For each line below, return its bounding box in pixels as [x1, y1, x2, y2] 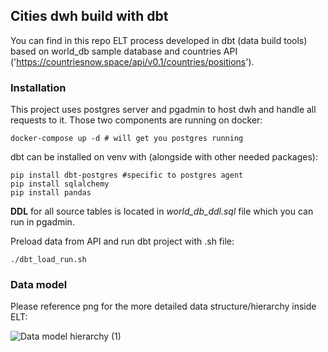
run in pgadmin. [10, 216, 75, 228]
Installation [10, 80, 67, 94]
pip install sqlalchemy [10, 179, 110, 189]
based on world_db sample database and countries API [10, 45, 238, 57]
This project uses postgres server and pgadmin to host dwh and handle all [10, 104, 317, 116]
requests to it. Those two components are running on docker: [10, 114, 263, 126]
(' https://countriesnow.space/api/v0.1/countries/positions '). [10, 55, 255, 68]
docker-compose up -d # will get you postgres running [10, 134, 244, 144]
